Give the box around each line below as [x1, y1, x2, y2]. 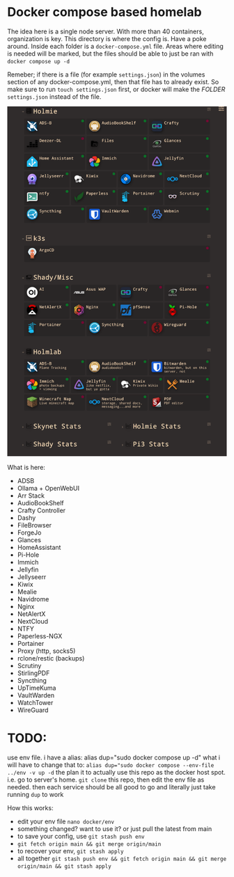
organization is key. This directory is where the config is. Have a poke [7, 34, 207, 42]
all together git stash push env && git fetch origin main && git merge [17, 854, 227, 862]
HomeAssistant [17, 543, 61, 551]
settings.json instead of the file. [7, 92, 102, 101]
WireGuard [17, 706, 49, 714]
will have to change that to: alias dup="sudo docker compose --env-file [7, 760, 214, 769]
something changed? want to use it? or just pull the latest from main [17, 824, 212, 832]
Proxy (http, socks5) [17, 647, 76, 655]
